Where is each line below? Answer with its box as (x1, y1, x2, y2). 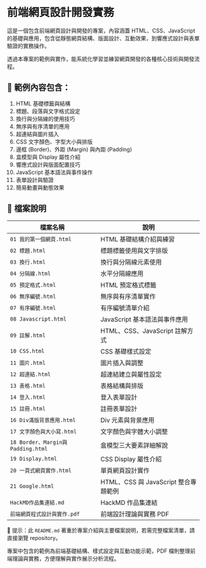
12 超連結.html (10, 371, 51, 377)
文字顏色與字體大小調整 (100, 427, 168, 435)
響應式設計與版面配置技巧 (15, 161, 81, 168)
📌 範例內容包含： (7, 82, 71, 93)
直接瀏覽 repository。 (7, 534, 62, 541)
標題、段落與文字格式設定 (15, 107, 81, 115)
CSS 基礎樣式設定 (100, 347, 152, 355)
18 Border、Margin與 (10, 439, 68, 446)
